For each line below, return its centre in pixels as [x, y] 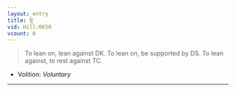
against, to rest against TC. [64, 61]
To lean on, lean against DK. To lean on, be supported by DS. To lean [124, 53]
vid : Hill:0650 [29, 27]
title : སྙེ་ [21, 20]
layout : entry [28, 14]
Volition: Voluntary [44, 74]
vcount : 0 [22, 33]
